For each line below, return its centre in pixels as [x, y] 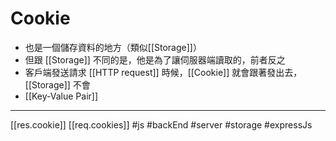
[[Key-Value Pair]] [61, 96]
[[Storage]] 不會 [57, 84]
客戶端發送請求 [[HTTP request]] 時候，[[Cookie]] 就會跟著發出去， [163, 72]
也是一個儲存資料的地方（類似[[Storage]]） [113, 47]
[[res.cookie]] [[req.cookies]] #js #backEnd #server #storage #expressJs [161, 124]
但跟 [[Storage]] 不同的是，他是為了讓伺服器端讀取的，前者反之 [155, 59]
